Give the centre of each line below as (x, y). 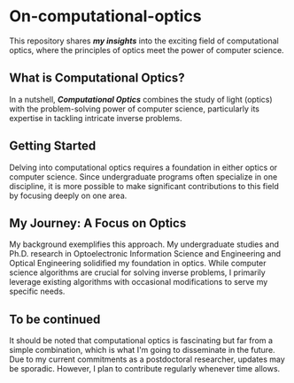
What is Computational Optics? (97, 78)
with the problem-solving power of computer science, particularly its (134, 109)
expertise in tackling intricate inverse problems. (96, 118)
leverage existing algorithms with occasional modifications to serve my (139, 282)
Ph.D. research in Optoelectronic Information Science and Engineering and (145, 254)
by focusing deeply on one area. (68, 195)
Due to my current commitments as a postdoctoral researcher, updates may (147, 359)
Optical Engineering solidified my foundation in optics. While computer (138, 264)
